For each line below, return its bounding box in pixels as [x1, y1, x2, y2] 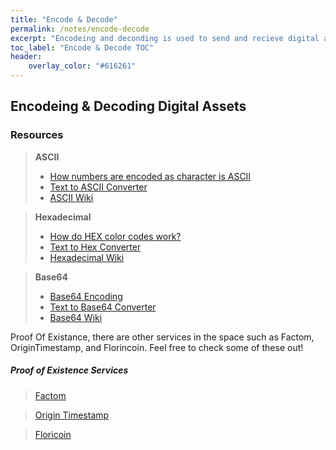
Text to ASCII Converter [49, 181, 148, 193]
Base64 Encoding [49, 290, 123, 302]
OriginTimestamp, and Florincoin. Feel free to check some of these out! [10, 341, 304, 353]
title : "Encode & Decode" [10, 14, 118, 25]
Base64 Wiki [49, 311, 103, 323]
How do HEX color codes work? [49, 230, 182, 242]
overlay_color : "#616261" [28, 61, 137, 71]
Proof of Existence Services [10, 364, 129, 376]
